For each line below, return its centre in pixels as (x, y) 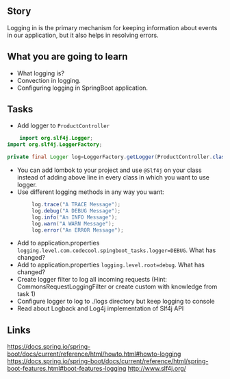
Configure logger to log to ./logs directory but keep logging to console (116, 302)
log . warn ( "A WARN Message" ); (73, 223)
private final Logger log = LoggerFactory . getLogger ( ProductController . (110, 157)
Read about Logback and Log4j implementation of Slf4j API (100, 308)
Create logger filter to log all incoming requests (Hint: (92, 280)
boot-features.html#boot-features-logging (67, 369)
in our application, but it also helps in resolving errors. (83, 35)
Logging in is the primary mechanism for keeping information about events (112, 27)
